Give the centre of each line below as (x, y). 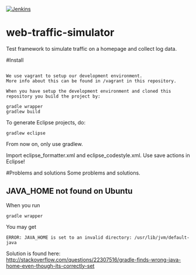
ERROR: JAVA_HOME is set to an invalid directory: (69, 237)
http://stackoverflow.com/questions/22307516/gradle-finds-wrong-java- (94, 259)
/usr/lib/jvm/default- (162, 237)
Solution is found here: (33, 253)
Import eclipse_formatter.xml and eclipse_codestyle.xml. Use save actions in (98, 155)
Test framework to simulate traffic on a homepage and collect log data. (92, 48)
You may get (21, 227)
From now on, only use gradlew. (44, 144)
